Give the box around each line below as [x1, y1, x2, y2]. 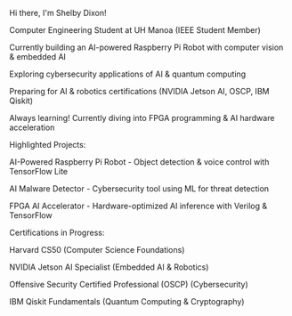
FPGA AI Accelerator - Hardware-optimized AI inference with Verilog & [9, 200, 268, 211]
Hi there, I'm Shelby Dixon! [9, 8, 107, 18]
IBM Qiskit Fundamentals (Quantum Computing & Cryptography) [9, 296, 245, 306]
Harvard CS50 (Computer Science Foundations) [9, 245, 185, 255]
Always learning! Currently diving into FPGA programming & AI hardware [9, 113, 275, 123]
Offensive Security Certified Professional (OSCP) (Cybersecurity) [9, 280, 249, 289]
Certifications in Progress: [9, 227, 105, 238]
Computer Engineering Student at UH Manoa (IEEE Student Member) [9, 25, 261, 35]
